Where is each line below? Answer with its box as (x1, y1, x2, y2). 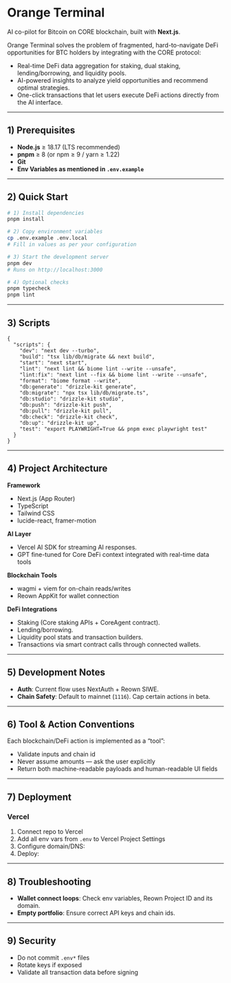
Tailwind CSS (16, 509, 55, 517)
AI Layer (7, 529, 32, 538)
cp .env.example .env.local (7, 235, 88, 242)
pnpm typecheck (7, 285, 51, 292)
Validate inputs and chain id (16, 750, 96, 759)
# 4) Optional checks (7, 279, 69, 286)
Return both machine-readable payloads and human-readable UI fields (16, 765, 218, 773)
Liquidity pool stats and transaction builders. (16, 633, 143, 641)
